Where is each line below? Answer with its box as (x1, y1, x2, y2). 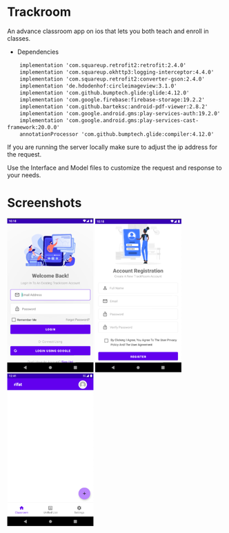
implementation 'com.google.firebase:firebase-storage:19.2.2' (19, 96, 206, 103)
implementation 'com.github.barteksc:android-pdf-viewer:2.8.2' (19, 103, 208, 110)
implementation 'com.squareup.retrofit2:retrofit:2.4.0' (19, 61, 187, 69)
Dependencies (17, 48, 59, 56)
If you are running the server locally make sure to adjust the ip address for (7, 143, 218, 151)
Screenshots (7, 195, 82, 211)
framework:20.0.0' (7, 123, 60, 131)
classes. (7, 34, 31, 42)
